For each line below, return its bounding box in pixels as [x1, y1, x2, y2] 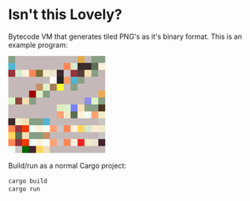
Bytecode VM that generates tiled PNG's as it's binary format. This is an [8, 32, 243, 41]
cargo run [8, 184, 41, 193]
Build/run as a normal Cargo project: [8, 161, 127, 170]
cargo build [8, 176, 47, 185]
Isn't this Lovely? [8, 6, 123, 24]
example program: [8, 40, 68, 49]
